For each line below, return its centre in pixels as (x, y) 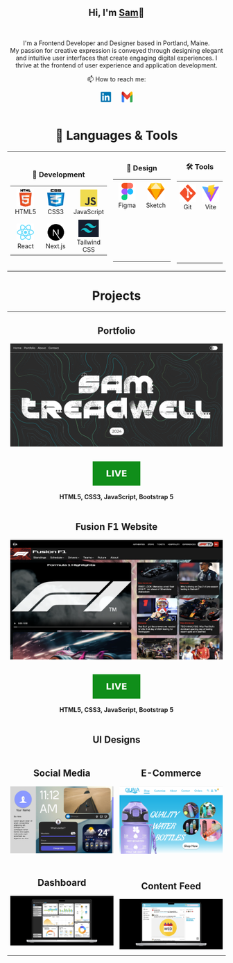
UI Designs (116, 740)
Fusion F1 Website (116, 527)
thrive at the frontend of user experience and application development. (116, 65)
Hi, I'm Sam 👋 (116, 13)
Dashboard (62, 883)
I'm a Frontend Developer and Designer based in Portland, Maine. (116, 43)
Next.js (55, 246)
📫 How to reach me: (116, 79)
